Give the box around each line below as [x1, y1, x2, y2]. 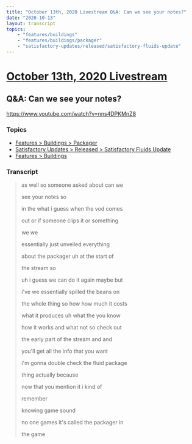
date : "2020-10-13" [6, 15, 56, 21]
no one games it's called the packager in [21, 419, 124, 426]
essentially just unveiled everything [21, 241, 110, 248]
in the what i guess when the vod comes [21, 205, 123, 213]
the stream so [21, 265, 56, 272]
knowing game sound [21, 407, 76, 414]
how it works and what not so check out [21, 324, 122, 331]
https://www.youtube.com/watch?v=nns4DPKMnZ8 [6, 110, 137, 117]
